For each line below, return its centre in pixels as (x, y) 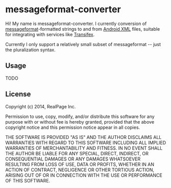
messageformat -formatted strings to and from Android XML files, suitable (83, 29)
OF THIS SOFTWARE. (28, 180)
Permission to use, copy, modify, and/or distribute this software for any (80, 116)
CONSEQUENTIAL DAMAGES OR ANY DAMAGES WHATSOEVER (73, 159)
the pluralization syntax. (30, 50)
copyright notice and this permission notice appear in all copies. (73, 127)
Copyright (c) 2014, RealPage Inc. (41, 106)
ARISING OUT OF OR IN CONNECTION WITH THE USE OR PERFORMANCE (84, 175)
